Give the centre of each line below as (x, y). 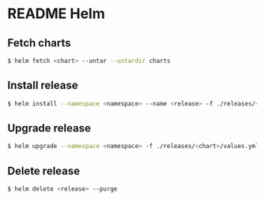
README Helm (56, 14)
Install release (43, 86)
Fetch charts (39, 43)
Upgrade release (49, 128)
